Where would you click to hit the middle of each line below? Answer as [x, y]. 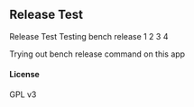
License [25, 75]
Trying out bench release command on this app [97, 54]
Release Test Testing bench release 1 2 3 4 [89, 36]
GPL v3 [23, 94]
